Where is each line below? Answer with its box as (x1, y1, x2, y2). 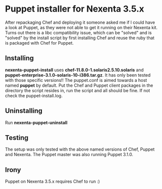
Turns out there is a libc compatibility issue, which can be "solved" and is (5, 30, 152, 35)
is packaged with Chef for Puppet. (5, 40, 74, 46)
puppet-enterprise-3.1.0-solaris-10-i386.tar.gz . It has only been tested (5, 72, 151, 78)
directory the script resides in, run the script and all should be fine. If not (5, 87, 150, 93)
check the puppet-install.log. (5, 93, 63, 98)
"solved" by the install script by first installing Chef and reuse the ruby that (5, 35, 155, 41)
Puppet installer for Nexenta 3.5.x (5, 3, 144, 15)
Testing (5, 133, 29, 142)
